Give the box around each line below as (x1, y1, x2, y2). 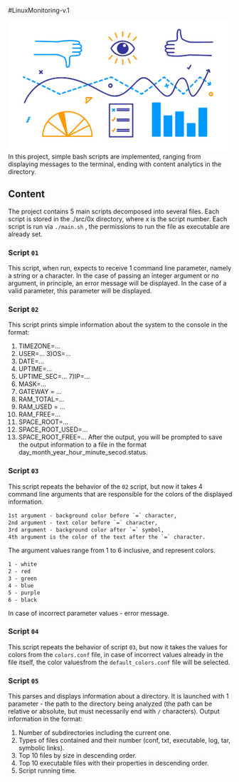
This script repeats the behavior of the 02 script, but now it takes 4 (8, 482, 203, 491)
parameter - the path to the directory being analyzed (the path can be (8, 699, 213, 709)
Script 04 (8, 626, 39, 636)
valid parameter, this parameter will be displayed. (8, 286, 152, 295)
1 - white (8, 560, 38, 568)
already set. (8, 230, 43, 238)
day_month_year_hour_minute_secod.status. (18, 448, 148, 457)
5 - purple (8, 589, 41, 596)
